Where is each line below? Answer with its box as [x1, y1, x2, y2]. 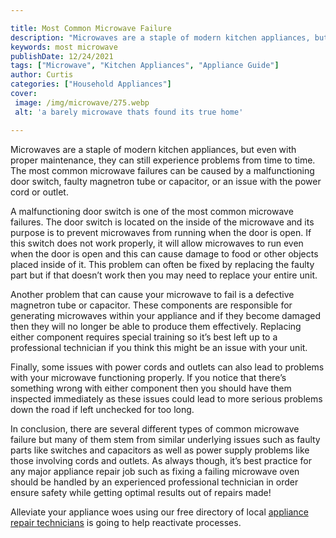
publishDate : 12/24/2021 [10, 51, 114, 61]
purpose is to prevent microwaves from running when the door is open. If [10, 226, 312, 238]
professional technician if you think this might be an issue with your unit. [10, 341, 308, 353]
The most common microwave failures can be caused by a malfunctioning [10, 164, 315, 176]
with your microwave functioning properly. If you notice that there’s [10, 371, 287, 383]
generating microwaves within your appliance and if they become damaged [10, 309, 321, 321]
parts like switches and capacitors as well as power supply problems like [10, 444, 310, 456]
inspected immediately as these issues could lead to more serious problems [10, 392, 323, 405]
